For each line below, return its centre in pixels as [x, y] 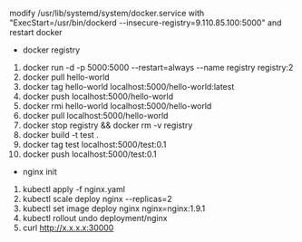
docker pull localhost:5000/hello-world [95, 116]
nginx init [39, 172]
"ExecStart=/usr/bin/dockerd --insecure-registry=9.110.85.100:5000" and [146, 23]
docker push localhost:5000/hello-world [98, 96]
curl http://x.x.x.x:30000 [68, 227]
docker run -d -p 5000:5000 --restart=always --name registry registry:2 [158, 68]
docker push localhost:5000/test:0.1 [89, 154]
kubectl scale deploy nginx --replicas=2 [97, 199]
